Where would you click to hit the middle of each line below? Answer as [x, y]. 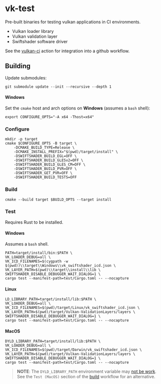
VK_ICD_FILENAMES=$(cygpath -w [37, 261]
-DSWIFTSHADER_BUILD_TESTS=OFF [45, 177]
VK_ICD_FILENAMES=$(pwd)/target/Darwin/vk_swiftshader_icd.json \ [73, 350]
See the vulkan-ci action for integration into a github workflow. [67, 51]
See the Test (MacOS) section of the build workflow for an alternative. [86, 377]
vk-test [20, 8]
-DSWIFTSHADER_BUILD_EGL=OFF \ [45, 156]
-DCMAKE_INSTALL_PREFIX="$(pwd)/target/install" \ [66, 152]
